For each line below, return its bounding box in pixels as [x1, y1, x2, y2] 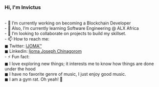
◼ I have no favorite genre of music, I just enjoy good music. [4, 71, 126, 77]
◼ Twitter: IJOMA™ [4, 43, 42, 49]
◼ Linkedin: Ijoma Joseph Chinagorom [4, 48, 82, 54]
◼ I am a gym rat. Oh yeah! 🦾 [4, 76, 63, 82]
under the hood [4, 66, 36, 72]
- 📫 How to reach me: [4, 36, 49, 42]
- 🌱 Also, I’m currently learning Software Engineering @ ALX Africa [4, 25, 139, 31]
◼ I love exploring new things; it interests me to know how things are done [4, 61, 154, 67]
